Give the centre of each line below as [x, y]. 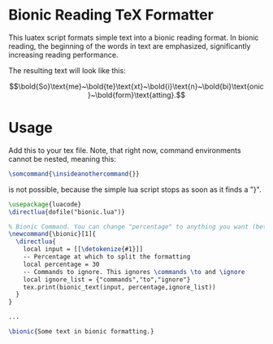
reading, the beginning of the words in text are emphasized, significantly [130, 46]
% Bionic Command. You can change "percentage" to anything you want [129, 226]
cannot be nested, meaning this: [62, 159]
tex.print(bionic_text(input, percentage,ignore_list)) [120, 287]
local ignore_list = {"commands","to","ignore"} [107, 279]
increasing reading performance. [63, 54]
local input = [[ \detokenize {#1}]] [83, 250]
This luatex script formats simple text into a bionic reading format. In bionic [134, 37]
